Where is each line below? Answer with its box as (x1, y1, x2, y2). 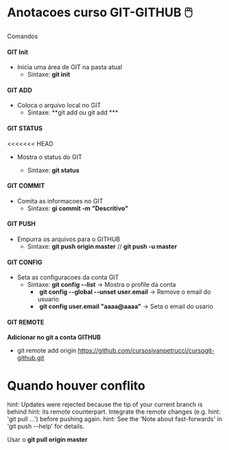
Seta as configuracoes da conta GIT (16, 273, 119, 282)
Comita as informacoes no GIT (16, 197, 104, 205)
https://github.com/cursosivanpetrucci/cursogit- (77, 347, 215, 355)
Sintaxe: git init (27, 71, 71, 79)
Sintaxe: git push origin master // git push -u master (27, 242, 178, 250)
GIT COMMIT (7, 182, 45, 190)
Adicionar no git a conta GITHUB (7, 333, 101, 342)
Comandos (7, 32, 38, 40)
